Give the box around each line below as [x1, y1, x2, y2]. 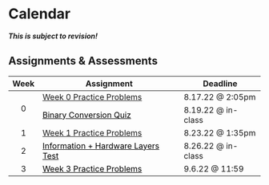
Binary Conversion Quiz [42, 109, 132, 120]
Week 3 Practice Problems [42, 163, 143, 174]
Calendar [8, 5, 70, 23]
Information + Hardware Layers [42, 140, 160, 152]
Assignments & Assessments [8, 54, 159, 68]
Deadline [203, 77, 238, 89]
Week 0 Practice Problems [42, 91, 143, 102]
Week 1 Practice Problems [42, 127, 143, 138]
